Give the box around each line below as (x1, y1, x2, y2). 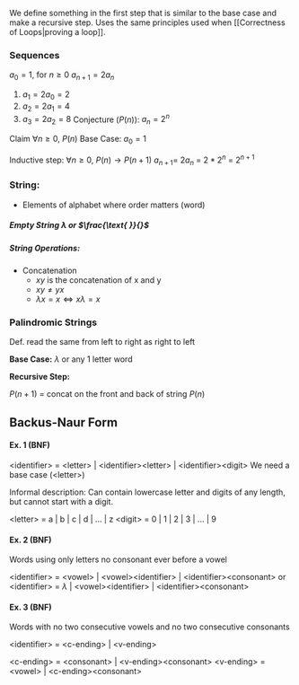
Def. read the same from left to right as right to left (9, 337, 196, 347)
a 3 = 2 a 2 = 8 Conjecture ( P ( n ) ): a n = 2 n (22, 112, 171, 127)
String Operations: (9, 242, 81, 253)
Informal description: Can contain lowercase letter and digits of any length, (9, 487, 286, 497)
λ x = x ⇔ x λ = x (35, 294, 101, 304)
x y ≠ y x (35, 285, 65, 295)
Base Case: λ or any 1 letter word (9, 354, 133, 364)
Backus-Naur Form (9, 415, 119, 430)
